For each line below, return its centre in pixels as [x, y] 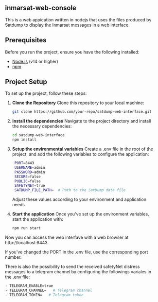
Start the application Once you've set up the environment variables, [80, 214]
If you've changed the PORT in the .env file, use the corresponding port [77, 252]
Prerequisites [26, 40]
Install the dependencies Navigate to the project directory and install [81, 121]
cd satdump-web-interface [38, 135]
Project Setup [26, 82]
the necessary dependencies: [42, 126]
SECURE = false [27, 177]
